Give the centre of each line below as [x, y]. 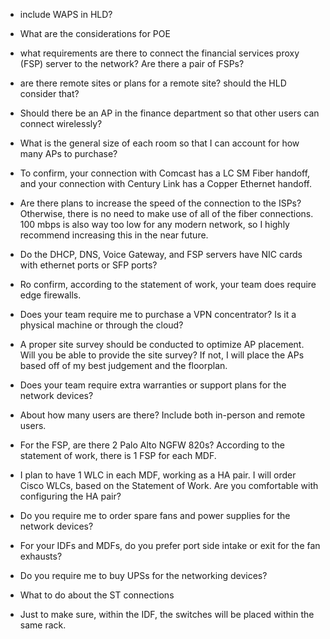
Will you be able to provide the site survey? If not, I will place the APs [162, 355]
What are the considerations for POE [95, 33]
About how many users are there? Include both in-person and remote [162, 415]
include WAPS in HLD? [66, 14]
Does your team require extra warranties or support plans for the [153, 385]
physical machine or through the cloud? [101, 325]
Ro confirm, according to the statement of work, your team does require [168, 284]
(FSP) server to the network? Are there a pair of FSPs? [132, 63]
